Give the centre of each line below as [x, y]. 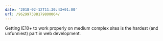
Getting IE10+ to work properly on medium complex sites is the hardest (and [82, 28]
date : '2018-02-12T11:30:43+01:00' [41, 10]
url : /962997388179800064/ [33, 14]
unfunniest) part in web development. [43, 33]
